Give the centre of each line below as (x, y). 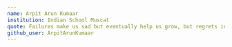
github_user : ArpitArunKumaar (51, 33)
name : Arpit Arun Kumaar (43, 13)
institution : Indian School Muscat (58, 20)
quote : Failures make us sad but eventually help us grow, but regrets (112, 26)
